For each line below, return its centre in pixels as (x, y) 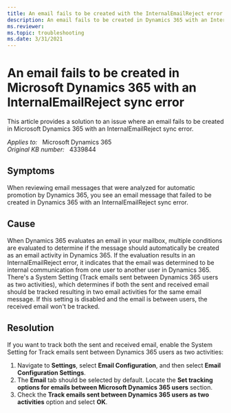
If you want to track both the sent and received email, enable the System (110, 344)
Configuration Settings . (51, 372)
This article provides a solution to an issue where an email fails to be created (115, 122)
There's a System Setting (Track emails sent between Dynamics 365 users (113, 277)
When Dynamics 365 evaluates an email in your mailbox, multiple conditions (115, 240)
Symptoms (31, 171)
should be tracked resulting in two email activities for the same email (104, 292)
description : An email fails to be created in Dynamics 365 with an (107, 20)
